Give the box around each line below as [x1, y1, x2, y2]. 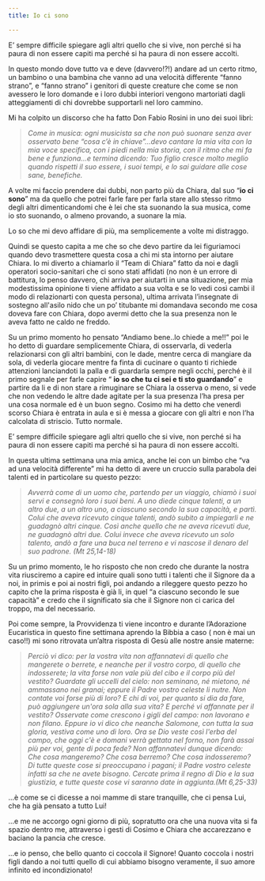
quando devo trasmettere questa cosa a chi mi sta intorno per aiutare [8, 250, 234, 259]
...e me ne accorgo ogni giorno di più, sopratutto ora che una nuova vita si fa [8, 816, 258, 826]
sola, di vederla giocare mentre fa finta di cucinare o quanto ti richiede [8, 357, 237, 367]
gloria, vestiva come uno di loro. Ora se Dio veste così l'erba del [27, 727, 237, 736]
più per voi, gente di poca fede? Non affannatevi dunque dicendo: [27, 743, 244, 753]
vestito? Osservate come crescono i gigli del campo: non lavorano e [27, 709, 251, 720]
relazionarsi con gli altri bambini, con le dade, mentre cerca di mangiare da [8, 349, 252, 358]
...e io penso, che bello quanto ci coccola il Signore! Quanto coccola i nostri [8, 848, 255, 858]
